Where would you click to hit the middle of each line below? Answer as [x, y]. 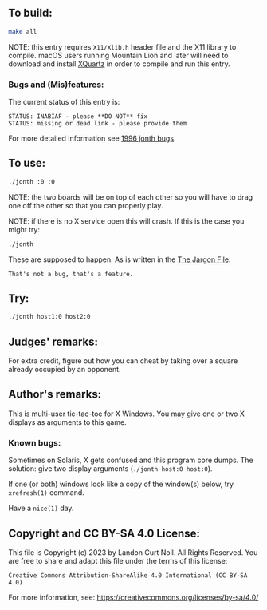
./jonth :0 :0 [32, 182]
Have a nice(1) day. [41, 508]
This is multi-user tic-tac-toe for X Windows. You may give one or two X [127, 414]
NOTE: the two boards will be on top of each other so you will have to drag [131, 197]
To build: [31, 13]
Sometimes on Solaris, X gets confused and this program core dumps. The [131, 460]
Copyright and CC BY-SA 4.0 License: [104, 533]
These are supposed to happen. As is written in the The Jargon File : [120, 259]
